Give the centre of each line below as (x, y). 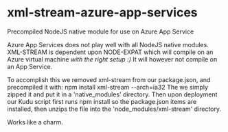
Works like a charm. (35, 122)
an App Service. (30, 66)
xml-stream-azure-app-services (102, 13)
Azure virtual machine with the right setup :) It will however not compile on (112, 59)
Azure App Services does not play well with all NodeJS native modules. (108, 44)
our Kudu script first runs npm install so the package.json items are (102, 101)
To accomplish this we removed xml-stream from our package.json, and (109, 79)
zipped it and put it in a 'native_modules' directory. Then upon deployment (112, 94)
